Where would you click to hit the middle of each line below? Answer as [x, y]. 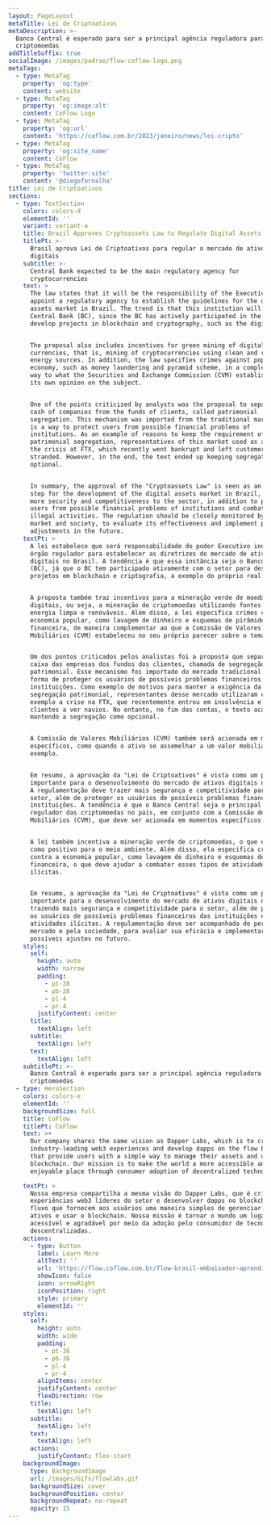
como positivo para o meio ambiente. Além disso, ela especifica [142, 849]
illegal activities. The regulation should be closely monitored [142, 516]
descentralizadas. [60, 1231]
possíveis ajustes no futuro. [80, 938]
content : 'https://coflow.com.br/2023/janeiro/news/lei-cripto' [133, 136]
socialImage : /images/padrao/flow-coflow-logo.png [95, 61]
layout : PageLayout [41, 16]
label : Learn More [68, 1253]
